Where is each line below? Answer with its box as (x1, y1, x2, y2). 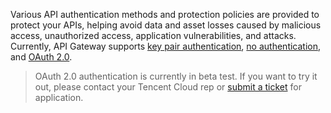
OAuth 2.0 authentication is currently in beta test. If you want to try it (34, 70, 318, 82)
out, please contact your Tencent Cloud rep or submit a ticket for (34, 81, 302, 93)
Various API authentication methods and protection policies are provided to (10, 9, 320, 20)
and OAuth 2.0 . (10, 51, 73, 63)
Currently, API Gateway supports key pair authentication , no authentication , (10, 40, 322, 52)
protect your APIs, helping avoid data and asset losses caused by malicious (10, 19, 322, 31)
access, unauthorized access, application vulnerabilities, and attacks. (10, 30, 297, 41)
